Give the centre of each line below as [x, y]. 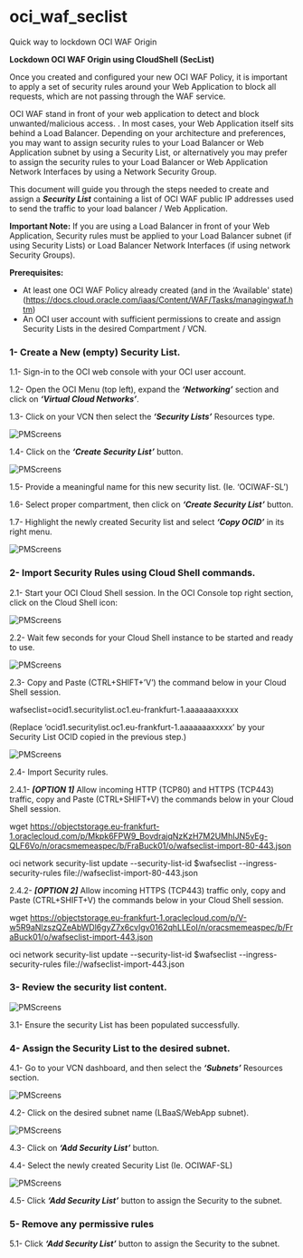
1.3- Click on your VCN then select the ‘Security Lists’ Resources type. [142, 417]
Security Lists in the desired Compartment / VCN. [114, 328]
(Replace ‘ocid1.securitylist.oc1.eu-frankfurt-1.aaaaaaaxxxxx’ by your [137, 727]
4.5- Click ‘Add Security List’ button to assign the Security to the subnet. [146, 1201]
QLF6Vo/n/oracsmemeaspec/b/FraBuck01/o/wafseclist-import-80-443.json [151, 845]
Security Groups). [43, 255]
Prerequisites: [37, 272]
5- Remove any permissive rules [82, 1224]
